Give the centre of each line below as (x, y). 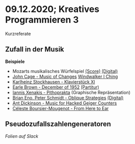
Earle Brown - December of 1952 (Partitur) (56, 87)
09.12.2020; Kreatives (52, 9)
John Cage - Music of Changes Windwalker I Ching (65, 76)
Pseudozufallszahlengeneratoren (58, 124)
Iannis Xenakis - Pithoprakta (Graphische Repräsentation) (71, 92)
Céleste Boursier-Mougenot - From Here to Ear (61, 108)
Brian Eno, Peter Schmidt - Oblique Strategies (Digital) (68, 97)
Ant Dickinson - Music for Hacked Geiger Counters (65, 103)
